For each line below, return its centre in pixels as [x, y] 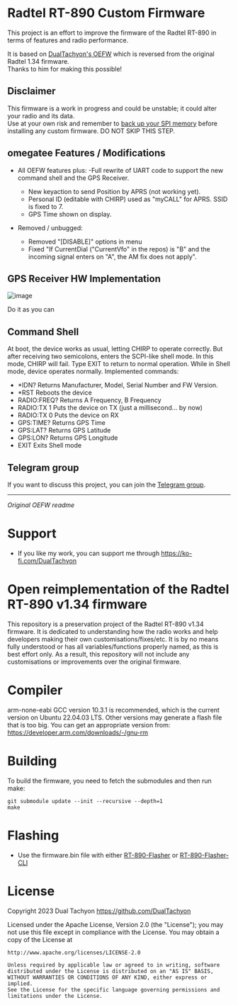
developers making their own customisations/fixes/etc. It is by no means [113, 639]
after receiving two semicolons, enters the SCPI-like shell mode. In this [110, 356]
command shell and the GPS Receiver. [73, 178]
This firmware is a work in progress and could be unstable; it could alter [112, 108]
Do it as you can [31, 310]
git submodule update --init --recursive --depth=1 [85, 801]
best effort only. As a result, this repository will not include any [98, 654]
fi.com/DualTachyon [47, 560]
